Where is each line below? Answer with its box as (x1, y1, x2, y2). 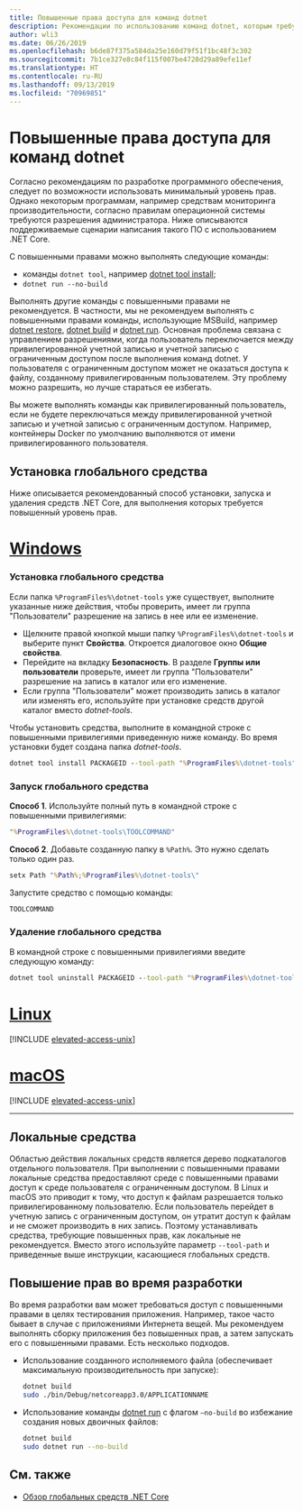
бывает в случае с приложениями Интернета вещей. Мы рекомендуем (9, 1318, 284, 1330)
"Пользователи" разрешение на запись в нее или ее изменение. (9, 610, 259, 621)
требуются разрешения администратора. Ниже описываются (9, 215, 248, 225)
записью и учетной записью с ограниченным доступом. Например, (9, 418, 272, 429)
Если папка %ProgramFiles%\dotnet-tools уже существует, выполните (9, 591, 275, 602)
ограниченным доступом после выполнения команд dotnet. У (9, 353, 248, 364)
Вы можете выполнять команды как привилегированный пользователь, (9, 399, 287, 410)
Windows (9, 538, 82, 559)
